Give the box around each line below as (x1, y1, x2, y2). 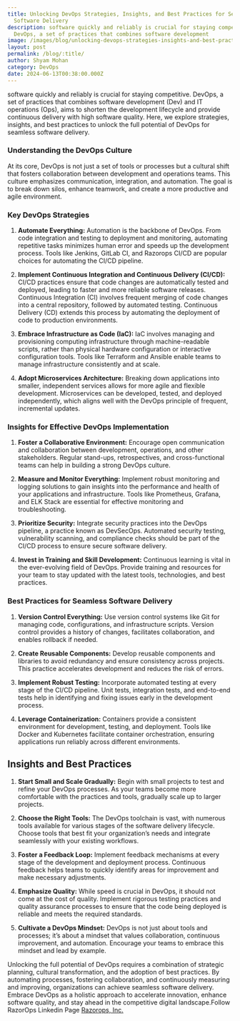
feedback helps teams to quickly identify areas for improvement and (17, 865, 219, 874)
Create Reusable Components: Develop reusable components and (17, 649, 216, 658)
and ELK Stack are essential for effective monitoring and (17, 498, 184, 506)
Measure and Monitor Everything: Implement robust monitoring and (17, 475, 220, 483)
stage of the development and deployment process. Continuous (17, 857, 206, 866)
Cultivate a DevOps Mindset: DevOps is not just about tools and (17, 923, 209, 932)
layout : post (7, 44, 46, 51)
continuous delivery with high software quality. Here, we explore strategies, (7, 112, 230, 121)
